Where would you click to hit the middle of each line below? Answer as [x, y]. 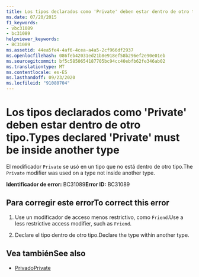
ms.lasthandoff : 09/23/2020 [41, 78]
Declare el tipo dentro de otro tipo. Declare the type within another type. [102, 235]
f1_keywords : [22, 22]
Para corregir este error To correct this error [88, 203]
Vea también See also [46, 254]
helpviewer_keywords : [33, 39]
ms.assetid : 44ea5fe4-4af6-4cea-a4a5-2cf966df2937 [70, 50]
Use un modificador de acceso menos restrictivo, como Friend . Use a [99, 217]
